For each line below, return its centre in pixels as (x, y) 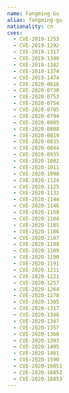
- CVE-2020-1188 (36, 244)
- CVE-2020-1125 (36, 187)
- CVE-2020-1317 (36, 309)
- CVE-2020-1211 (36, 270)
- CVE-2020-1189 (36, 251)
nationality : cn (30, 26)
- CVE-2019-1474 (36, 78)
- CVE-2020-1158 (36, 212)
